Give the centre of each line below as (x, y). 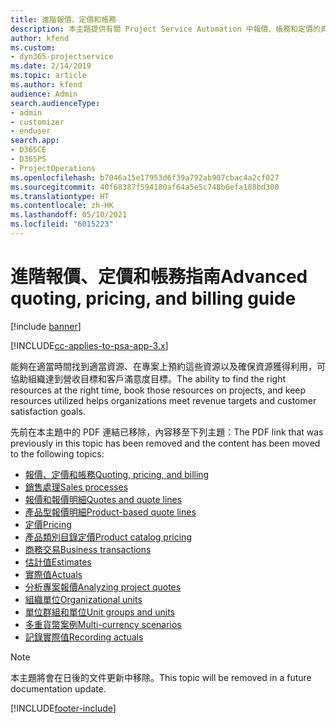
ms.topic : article (48, 76)
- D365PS (28, 159)
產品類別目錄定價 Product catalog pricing (108, 537)
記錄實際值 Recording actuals (84, 637)
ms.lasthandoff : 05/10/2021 (69, 215)
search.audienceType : (55, 103)
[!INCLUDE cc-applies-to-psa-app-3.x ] (89, 345)
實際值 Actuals (53, 574)
